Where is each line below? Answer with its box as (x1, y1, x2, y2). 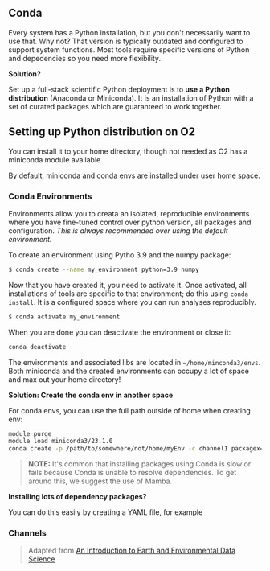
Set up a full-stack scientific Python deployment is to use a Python (8, 84, 231, 94)
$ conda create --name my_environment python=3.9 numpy (8, 265, 199, 273)
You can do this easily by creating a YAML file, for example (8, 507, 203, 517)
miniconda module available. (8, 154, 103, 164)
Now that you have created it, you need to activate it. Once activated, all (8, 280, 247, 290)
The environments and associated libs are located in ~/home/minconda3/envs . (8, 357, 261, 367)
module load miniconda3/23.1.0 (8, 437, 113, 446)
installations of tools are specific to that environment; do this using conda (8, 289, 249, 298)
